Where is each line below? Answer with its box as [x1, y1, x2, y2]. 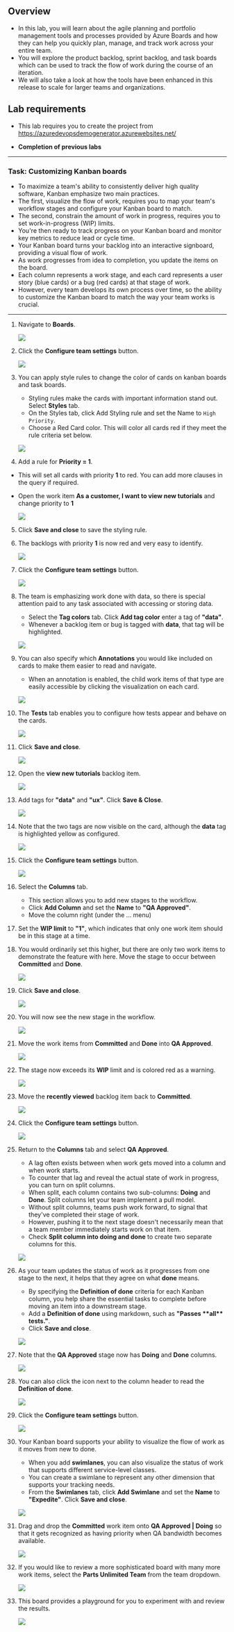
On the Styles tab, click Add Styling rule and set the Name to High [28, 409, 216, 417]
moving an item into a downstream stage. [28, 1302, 147, 1310]
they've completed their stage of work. [28, 1210, 140, 1219]
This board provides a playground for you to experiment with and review [17, 1597, 225, 1605]
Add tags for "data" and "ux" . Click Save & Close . [17, 796, 163, 804]
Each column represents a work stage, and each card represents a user [17, 270, 223, 279]
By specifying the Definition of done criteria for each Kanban [28, 1287, 204, 1295]
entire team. [17, 46, 53, 54]
